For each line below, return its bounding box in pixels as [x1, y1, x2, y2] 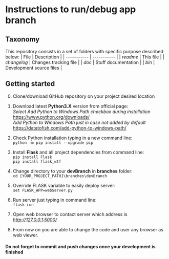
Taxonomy [5, 35, 40, 44]
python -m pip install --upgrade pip [12, 140, 94, 145]
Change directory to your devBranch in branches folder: [12, 168, 133, 174]
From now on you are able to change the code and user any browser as [12, 226, 164, 232]
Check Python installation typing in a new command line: [12, 135, 133, 141]
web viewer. [12, 232, 38, 238]
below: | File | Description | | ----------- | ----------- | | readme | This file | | [5, 54, 165, 60]
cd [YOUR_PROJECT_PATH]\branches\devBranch [12, 173, 108, 179]
